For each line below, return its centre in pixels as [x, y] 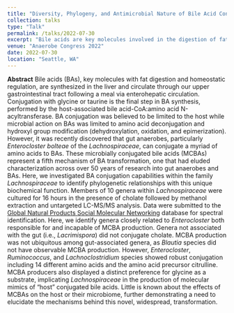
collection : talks [34, 20]
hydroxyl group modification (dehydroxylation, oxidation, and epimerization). [117, 131]
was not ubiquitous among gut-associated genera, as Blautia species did [112, 242]
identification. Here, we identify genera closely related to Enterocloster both [116, 220]
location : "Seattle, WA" [43, 59]
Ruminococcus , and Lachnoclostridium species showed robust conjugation [115, 257]
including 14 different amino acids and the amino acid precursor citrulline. [112, 264]
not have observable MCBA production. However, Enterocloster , [99, 249]
